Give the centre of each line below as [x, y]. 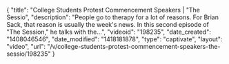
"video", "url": [26, 46]
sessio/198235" [29, 54]
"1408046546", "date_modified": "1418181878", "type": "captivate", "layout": [114, 39]
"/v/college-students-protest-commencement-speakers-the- [134, 46]
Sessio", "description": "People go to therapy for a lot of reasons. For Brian [112, 17]
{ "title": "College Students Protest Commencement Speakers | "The [103, 10]
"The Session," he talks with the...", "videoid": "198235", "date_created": [109, 32]
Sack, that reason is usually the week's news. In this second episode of [108, 24]
